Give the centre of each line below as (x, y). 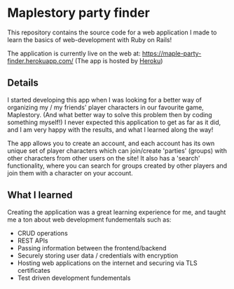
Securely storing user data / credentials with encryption (98, 255)
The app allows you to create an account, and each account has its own (111, 143)
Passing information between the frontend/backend (92, 248)
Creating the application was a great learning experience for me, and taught (117, 212)
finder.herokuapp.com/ (40, 60)
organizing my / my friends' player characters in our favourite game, (106, 107)
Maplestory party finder (79, 13)
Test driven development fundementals (74, 278)
